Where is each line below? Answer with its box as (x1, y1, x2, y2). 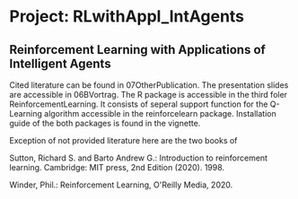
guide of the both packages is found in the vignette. (9, 118, 201, 128)
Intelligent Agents (9, 56, 111, 71)
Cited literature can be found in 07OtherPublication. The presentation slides (9, 80, 289, 91)
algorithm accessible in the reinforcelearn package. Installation (44, 108, 276, 118)
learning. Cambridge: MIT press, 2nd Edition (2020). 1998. (9, 162, 225, 172)
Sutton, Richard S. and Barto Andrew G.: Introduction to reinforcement (9, 152, 267, 163)
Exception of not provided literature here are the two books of (9, 135, 238, 145)
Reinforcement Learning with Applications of (9, 42, 267, 57)
